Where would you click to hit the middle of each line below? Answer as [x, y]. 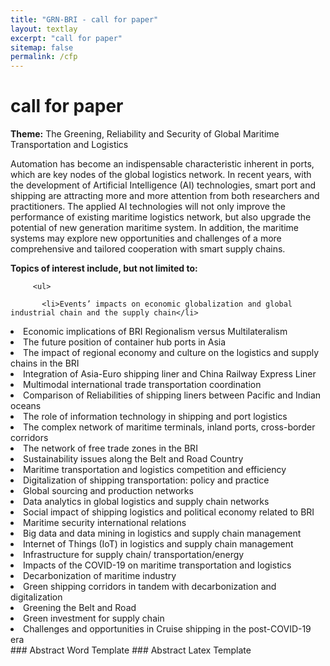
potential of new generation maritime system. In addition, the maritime [154, 228]
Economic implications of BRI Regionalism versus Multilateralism [155, 332]
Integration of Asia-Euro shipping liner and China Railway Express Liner [170, 374]
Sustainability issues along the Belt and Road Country [133, 459]
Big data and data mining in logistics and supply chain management [162, 533]
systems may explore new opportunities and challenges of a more [146, 238]
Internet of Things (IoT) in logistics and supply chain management [158, 544]
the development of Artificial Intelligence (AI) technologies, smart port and [163, 185]
